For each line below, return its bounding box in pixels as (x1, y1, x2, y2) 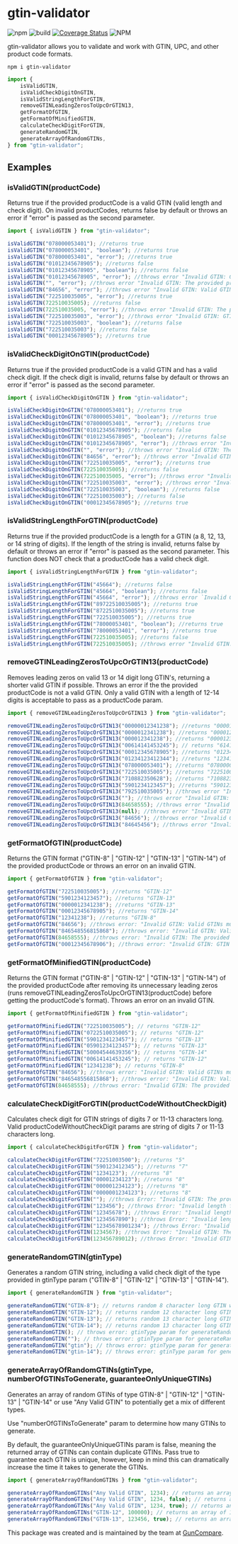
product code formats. (7, 50, 73, 58)
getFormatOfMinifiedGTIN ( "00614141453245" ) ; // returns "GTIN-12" (7, 1056, 208, 1063)
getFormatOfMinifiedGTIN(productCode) (7, 957, 152, 967)
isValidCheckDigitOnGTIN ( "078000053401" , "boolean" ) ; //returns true (7, 413, 217, 421)
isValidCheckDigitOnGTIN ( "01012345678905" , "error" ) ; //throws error (7, 439, 217, 447)
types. (7, 1405, 26, 1414)
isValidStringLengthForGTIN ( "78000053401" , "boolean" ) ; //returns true (7, 620, 223, 628)
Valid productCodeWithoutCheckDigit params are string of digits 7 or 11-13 (7, 1122, 225, 1131)
